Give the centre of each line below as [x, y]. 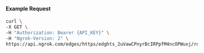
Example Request [28, 9]
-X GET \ [17, 27]
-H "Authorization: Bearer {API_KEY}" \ [58, 33]
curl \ [14, 21]
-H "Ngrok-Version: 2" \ [37, 38]
